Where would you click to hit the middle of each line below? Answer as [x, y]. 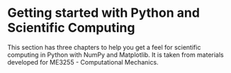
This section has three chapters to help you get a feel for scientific [104, 47]
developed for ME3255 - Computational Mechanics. [83, 62]
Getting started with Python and [104, 13]
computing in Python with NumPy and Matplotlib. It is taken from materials [116, 55]
